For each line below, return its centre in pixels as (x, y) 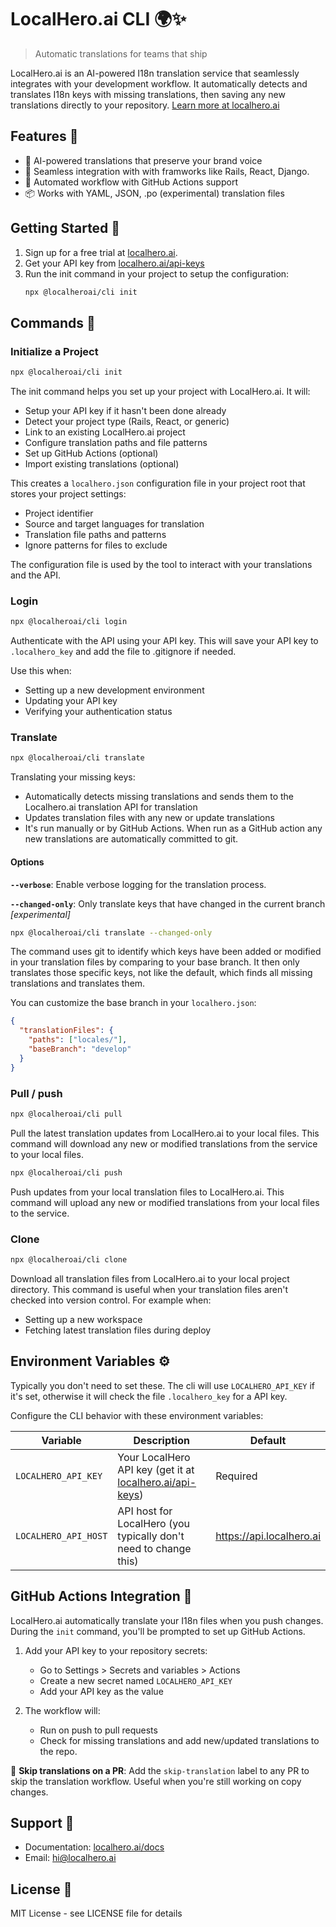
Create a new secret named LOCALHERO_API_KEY (136, 1680)
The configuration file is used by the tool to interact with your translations (161, 564)
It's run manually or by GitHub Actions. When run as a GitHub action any (173, 828)
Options (27, 862)
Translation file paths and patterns (95, 534)
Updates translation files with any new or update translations (149, 818)
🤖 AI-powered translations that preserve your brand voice (143, 160)
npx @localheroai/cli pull (66, 1114)
